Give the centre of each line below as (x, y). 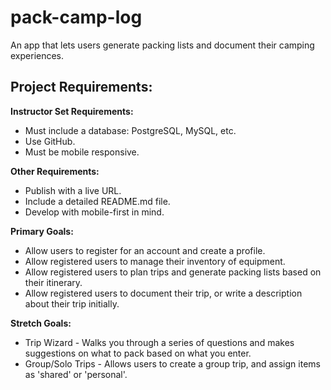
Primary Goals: (42, 231)
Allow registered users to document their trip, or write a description (163, 293)
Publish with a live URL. (73, 190)
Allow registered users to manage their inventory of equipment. (155, 261)
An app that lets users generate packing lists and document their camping (162, 45)
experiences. (37, 55)
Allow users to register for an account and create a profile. (145, 250)
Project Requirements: (81, 87)
